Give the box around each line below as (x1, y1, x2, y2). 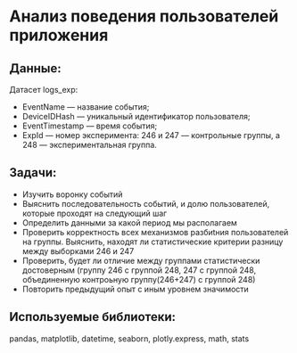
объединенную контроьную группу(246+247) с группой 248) (21, 274, 256, 284)
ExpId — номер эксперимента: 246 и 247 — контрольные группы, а (21, 130, 281, 140)
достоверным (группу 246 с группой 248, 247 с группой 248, (21, 265, 257, 275)
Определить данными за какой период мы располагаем (21, 217, 238, 228)
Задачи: (9, 165, 57, 180)
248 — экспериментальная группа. (21, 140, 158, 150)
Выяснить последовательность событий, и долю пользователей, (21, 198, 270, 209)
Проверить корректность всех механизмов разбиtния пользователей (21, 226, 289, 237)
